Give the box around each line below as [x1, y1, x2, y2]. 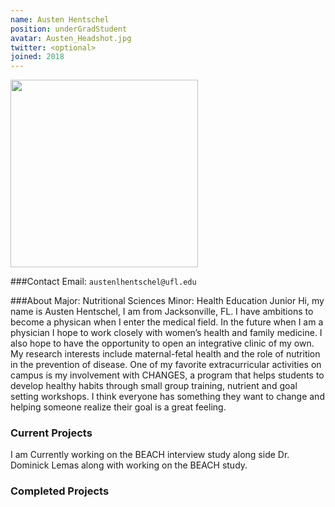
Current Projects [10, 426, 93, 440]
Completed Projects [10, 484, 110, 498]
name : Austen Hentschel [10, 14, 110, 25]
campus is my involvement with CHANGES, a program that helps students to [10, 369, 325, 381]
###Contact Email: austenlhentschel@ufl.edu [10, 276, 197, 288]
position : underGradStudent [10, 24, 128, 34]
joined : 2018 [10, 52, 65, 62]
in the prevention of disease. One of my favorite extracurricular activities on [10, 359, 322, 371]
